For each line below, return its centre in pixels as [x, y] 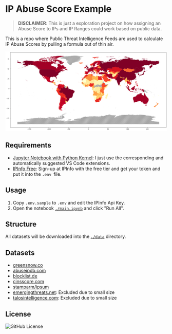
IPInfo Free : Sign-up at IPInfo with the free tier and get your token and [87, 169]
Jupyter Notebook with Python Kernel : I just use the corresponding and [88, 158]
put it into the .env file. [37, 174]
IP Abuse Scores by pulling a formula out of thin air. [60, 44]
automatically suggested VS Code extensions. [61, 163]
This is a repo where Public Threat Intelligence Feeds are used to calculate [84, 39]
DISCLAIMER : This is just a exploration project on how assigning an [89, 23]
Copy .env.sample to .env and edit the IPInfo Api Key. [69, 202]
